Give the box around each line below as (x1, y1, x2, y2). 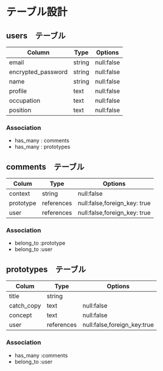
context (9, 189, 31, 198)
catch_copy (9, 302, 41, 310)
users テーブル (6, 31, 66, 41)
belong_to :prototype (14, 239, 66, 247)
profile (9, 87, 28, 95)
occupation (9, 96, 41, 105)
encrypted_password (9, 68, 68, 76)
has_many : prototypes (14, 143, 71, 151)
